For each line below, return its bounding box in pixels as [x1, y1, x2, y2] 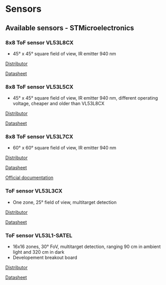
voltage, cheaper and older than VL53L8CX [12, 101, 105, 107]
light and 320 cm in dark [12, 249, 65, 255]
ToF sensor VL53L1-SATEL [5, 232, 73, 239]
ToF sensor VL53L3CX [5, 187, 63, 195]
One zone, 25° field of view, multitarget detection [12, 199, 117, 205]
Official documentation [5, 175, 54, 181]
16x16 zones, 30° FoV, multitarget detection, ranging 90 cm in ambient [12, 243, 161, 250]
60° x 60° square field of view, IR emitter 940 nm [12, 145, 116, 151]
